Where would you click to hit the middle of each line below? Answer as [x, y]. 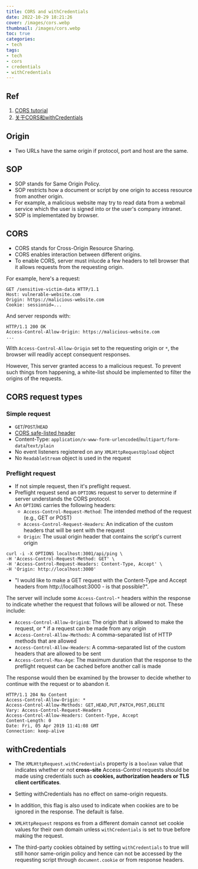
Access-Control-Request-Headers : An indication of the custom [98, 524]
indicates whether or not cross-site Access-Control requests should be [102, 770]
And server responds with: [38, 316]
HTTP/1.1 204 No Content [37, 695]
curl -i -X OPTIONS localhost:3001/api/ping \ [64, 554]
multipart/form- [160, 440]
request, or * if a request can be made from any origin [80, 628]
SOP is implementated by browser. [57, 215]
